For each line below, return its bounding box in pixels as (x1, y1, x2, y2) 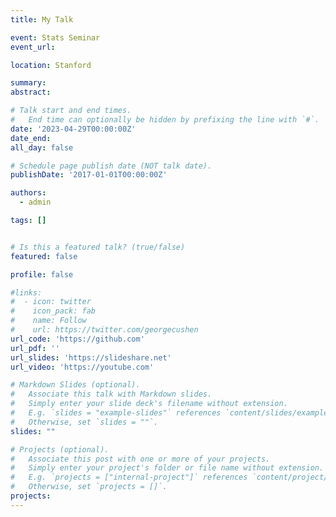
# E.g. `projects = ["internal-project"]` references (10, 472, 248, 483)
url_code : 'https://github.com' (10, 334, 145, 344)
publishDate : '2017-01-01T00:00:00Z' (10, 170, 168, 180)
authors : (10, 188, 47, 198)
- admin (19, 197, 52, 208)
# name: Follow (10, 316, 87, 326)
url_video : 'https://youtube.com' (10, 362, 155, 372)
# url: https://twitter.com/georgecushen (10, 325, 199, 335)
